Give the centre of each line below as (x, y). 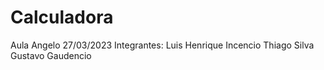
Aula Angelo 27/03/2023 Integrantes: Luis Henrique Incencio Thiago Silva (162, 45)
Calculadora (62, 17)
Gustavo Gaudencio (51, 55)
